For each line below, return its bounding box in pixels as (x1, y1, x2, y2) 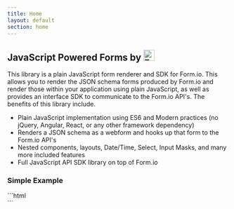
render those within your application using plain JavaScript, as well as (7, 85, 209, 93)
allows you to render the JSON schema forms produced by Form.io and (7, 78, 214, 86)
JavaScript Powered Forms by (7, 51, 142, 63)
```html (7, 191, 27, 200)
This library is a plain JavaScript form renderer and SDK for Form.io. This (7, 70, 218, 79)
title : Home (7, 10, 42, 18)
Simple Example (7, 176, 63, 186)
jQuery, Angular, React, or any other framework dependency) (17, 121, 195, 130)
